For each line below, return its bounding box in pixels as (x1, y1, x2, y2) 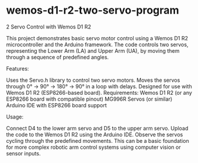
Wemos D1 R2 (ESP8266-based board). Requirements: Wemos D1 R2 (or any (6, 89, 192, 96)
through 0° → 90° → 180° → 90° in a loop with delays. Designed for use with (6, 82, 192, 90)
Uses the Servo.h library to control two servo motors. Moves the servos (6, 76, 180, 84)
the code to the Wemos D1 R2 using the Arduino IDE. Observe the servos (6, 131, 183, 138)
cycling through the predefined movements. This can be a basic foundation (6, 137, 189, 144)
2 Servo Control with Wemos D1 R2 (6, 23, 92, 30)
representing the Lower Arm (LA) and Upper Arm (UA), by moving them (6, 47, 180, 54)
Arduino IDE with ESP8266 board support (6, 101, 108, 108)
